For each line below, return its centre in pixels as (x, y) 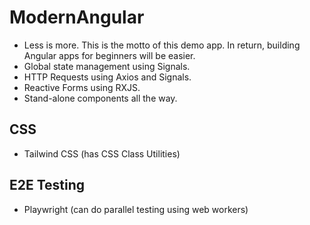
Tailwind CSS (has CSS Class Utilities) (102, 153)
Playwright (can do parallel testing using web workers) (136, 209)
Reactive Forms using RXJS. (82, 87)
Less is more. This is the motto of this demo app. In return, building (162, 45)
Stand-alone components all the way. (100, 98)
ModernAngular (77, 17)
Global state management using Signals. (107, 66)
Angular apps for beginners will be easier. (109, 55)
